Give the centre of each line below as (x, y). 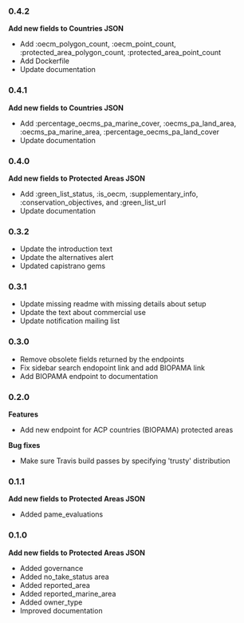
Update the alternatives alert (67, 258)
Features (23, 414)
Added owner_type (51, 602)
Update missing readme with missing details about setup (113, 304)
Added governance (51, 568)
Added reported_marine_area (68, 593)
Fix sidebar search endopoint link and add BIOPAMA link (112, 367)
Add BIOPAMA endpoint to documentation (89, 376)
